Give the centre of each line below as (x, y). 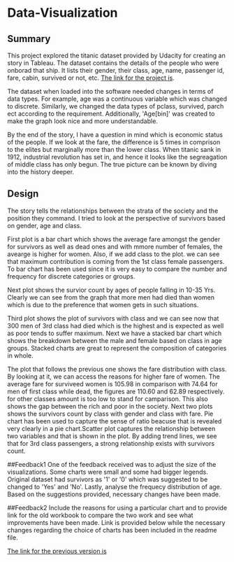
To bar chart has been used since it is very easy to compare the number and (117, 269)
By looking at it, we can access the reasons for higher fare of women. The (114, 377)
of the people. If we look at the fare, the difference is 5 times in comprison (114, 142)
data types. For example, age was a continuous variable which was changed (117, 99)
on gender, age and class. (44, 225)
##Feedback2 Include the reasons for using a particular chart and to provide (117, 507)
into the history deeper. (41, 172)
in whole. (20, 356)
